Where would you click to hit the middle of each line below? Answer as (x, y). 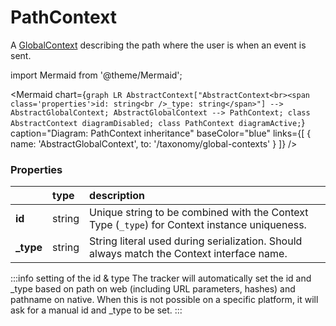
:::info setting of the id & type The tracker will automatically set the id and (161, 278)
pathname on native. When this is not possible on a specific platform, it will (164, 300)
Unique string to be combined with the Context (199, 213)
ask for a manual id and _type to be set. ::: (96, 310)
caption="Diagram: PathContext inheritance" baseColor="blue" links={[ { (161, 133)
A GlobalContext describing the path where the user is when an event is (158, 45)
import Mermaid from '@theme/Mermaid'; (96, 75)
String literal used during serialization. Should (196, 241)
